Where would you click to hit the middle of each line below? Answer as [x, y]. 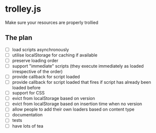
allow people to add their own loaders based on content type [73, 109]
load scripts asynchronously [40, 49]
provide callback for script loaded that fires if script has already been [81, 82]
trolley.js [23, 9]
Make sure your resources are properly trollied [52, 22]
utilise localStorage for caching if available [55, 55]
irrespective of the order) [37, 71]
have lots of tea [28, 126]
